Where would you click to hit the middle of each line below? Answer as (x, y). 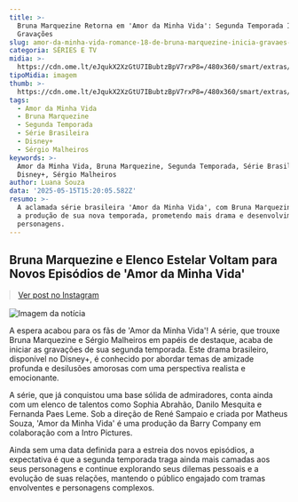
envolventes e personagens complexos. (82, 488)
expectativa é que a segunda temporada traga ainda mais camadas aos (140, 459)
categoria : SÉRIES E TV (53, 51)
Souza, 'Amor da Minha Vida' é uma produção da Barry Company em (135, 424)
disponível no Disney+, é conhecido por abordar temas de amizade (132, 359)
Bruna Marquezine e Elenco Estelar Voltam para (143, 260)
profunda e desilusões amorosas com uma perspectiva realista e (127, 369)
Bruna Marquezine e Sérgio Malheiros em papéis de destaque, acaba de (141, 340)
